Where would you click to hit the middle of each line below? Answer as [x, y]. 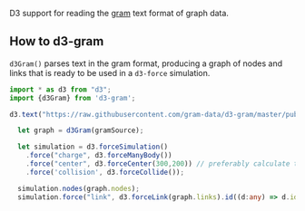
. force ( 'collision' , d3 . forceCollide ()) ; [105, 172]
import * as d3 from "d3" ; [60, 90]
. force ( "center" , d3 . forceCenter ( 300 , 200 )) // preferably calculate [158, 164]
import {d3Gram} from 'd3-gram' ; [73, 98]
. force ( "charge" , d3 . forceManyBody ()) [99, 156]
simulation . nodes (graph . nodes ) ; [79, 188]
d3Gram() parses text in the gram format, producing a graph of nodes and [146, 63]
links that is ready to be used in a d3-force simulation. [110, 72]
